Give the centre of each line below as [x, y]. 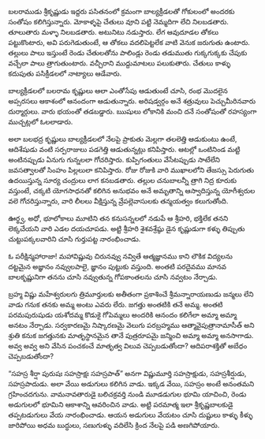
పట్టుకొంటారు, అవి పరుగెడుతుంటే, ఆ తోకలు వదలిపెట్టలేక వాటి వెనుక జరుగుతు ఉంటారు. [129, 42]
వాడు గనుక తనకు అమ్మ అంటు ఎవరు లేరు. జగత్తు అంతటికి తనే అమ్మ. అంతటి [116, 304]
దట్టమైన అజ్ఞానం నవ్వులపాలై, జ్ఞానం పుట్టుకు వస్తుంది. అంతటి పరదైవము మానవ [118, 266]
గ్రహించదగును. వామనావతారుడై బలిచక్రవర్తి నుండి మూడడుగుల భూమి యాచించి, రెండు [127, 394]
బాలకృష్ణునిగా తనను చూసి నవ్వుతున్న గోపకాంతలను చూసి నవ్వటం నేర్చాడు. [113, 277]
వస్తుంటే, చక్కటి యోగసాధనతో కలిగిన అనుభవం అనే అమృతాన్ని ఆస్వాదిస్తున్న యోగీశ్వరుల [132, 191]
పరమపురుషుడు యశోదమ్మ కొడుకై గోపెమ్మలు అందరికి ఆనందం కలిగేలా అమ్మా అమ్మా [123, 315]
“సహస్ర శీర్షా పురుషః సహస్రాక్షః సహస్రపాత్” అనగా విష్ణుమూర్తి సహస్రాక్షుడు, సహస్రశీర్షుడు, [127, 373]
